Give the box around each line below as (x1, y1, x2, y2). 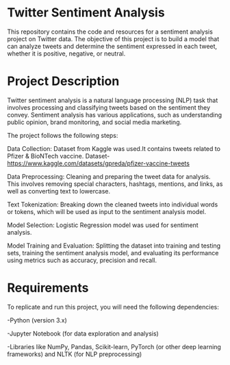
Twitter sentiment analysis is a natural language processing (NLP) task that (7, 96, 218, 104)
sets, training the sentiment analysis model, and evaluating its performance (7, 248, 219, 257)
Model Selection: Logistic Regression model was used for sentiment (7, 221, 199, 229)
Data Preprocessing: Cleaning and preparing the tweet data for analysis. (7, 172, 211, 180)
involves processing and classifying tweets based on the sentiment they (7, 103, 211, 111)
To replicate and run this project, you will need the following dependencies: (7, 303, 219, 311)
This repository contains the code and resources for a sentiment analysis (7, 27, 214, 36)
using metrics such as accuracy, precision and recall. (7, 256, 157, 264)
